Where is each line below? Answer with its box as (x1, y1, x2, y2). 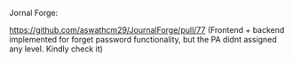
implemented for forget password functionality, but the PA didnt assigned (9, 35, 277, 44)
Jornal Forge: (9, 8, 59, 18)
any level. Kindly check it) (9, 43, 104, 54)
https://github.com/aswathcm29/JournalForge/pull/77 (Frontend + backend (9, 25, 285, 35)
